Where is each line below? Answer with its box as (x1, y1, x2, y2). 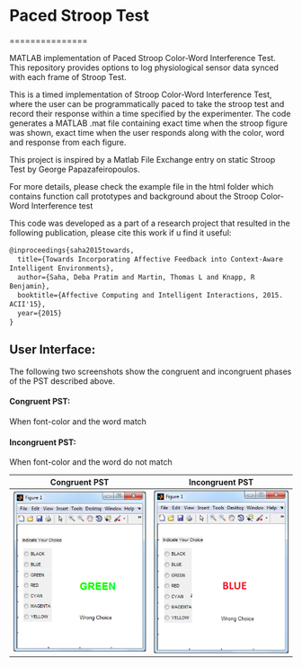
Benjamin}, (9, 281, 50, 290)
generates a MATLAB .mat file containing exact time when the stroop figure (9, 118, 288, 129)
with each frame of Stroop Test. (9, 71, 128, 82)
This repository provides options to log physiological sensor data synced (9, 62, 279, 73)
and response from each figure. (9, 137, 127, 147)
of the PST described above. (9, 375, 115, 387)
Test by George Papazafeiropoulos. (9, 164, 141, 174)
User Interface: (9, 342, 96, 358)
